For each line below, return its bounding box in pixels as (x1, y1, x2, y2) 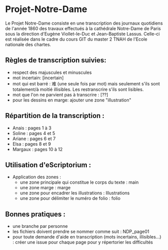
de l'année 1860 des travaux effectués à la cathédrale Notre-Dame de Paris (5, 25, 161, 31)
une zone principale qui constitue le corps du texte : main (20, 179, 139, 185)
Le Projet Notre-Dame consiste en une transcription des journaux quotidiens (5, 20, 163, 26)
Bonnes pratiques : (5, 210, 66, 218)
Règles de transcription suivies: (5, 56, 107, 65)
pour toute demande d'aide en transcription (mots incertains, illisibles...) (12, 234, 161, 240)
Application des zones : (12, 174, 61, 180)
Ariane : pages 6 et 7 (12, 136, 56, 142)
